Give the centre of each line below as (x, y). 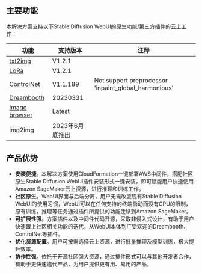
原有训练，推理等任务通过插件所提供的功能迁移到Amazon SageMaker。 (103, 211)
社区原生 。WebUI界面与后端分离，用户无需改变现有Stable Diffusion (98, 196)
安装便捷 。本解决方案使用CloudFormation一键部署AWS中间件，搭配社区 (104, 174)
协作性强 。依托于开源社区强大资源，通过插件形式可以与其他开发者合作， (104, 256)
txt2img (20, 61)
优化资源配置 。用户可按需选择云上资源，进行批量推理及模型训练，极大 (102, 241)
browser (21, 115)
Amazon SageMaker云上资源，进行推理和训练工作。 (79, 189)
